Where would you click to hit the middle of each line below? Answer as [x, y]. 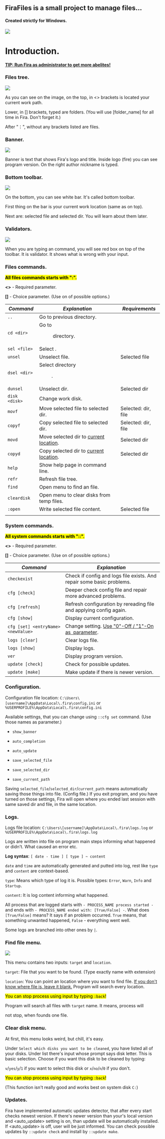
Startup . [14, 886]
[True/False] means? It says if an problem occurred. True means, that [76, 915]
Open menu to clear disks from [75, 495]
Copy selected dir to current [71, 451]
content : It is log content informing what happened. [57, 895]
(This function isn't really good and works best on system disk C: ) [72, 1087]
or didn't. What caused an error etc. [41, 846]
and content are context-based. [37, 871]
